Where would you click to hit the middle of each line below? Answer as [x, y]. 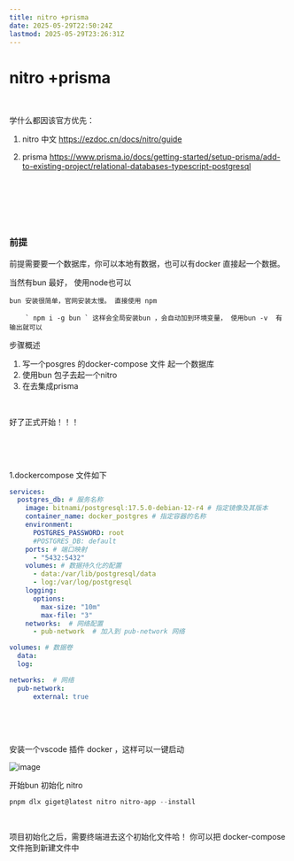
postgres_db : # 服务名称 [60, 500]
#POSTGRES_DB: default [74, 541]
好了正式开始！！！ [44, 422]
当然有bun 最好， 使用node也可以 [70, 282]
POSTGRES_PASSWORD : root [78, 532]
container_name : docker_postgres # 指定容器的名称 [116, 516]
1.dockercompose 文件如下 [58, 475]
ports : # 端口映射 [56, 549]
